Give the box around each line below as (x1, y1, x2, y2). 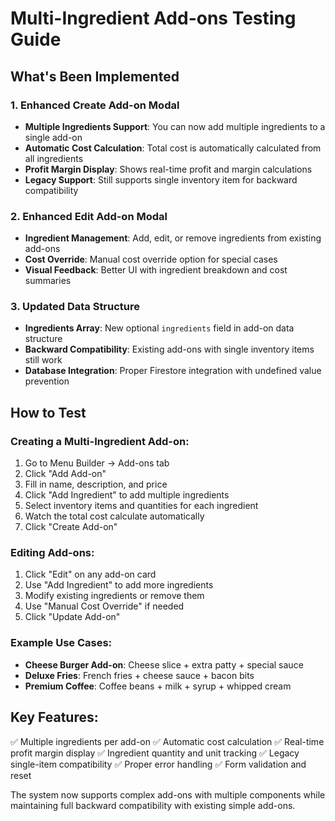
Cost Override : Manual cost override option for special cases (24, 253, 278, 266)
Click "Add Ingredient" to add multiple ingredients (24, 489, 230, 501)
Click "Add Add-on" (24, 468, 107, 480)
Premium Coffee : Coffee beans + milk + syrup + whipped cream (24, 680, 292, 692)
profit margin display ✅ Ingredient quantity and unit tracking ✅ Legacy (10, 747, 300, 759)
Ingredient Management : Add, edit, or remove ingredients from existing (24, 232, 322, 244)
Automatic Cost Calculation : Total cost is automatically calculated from (24, 142, 322, 154)
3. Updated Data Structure (10, 300, 141, 314)
